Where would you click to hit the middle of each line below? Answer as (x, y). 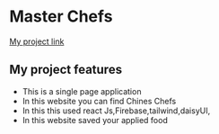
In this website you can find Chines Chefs (99, 101)
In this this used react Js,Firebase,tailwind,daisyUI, (116, 111)
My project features (66, 70)
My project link (37, 41)
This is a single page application (82, 91)
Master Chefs (61, 17)
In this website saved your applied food (95, 120)
